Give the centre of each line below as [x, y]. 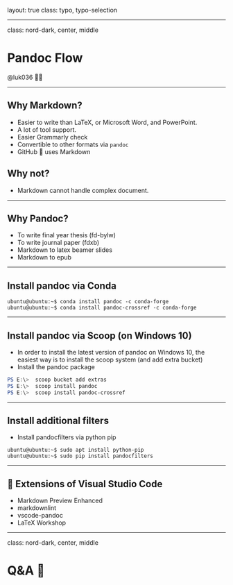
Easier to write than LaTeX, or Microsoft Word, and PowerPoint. [107, 122]
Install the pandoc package [56, 367]
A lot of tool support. [47, 129]
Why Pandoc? [38, 218]
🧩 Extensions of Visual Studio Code [85, 484]
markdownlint [37, 508]
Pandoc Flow [45, 58]
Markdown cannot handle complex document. [83, 190]
